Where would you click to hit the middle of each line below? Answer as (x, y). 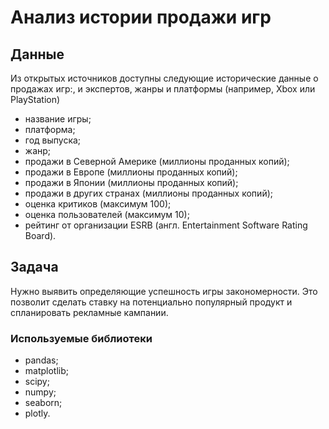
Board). (40, 235)
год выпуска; (53, 140)
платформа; (50, 129)
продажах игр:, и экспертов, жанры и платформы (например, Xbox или (163, 89)
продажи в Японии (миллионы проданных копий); (131, 182)
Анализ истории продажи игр (141, 17)
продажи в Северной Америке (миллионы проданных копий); (157, 161)
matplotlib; (47, 371)
